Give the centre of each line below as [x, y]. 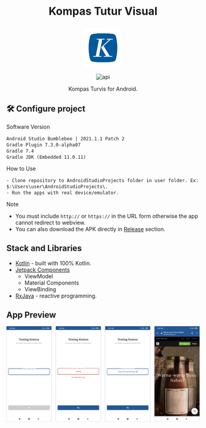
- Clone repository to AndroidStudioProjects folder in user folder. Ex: [103, 180]
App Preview [31, 315]
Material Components [52, 283]
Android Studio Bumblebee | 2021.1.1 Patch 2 [65, 139]
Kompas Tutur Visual [103, 11]
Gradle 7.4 [20, 151]
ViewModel [39, 276]
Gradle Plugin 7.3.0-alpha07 [44, 145]
